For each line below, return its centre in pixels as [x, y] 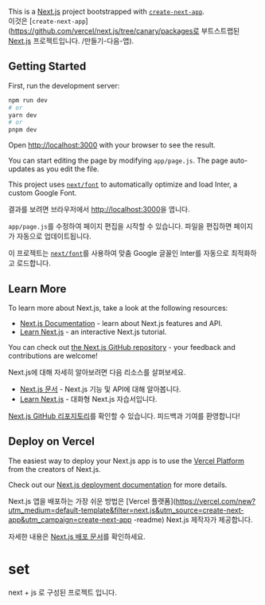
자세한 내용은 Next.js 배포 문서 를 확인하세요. [77, 536]
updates [22, 169]
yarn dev [23, 115]
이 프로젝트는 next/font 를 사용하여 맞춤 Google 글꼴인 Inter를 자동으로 [119, 253]
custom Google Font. [43, 193]
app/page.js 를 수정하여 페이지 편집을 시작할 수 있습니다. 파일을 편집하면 [120, 226]
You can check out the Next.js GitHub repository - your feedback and [122, 347]
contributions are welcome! [53, 356]
